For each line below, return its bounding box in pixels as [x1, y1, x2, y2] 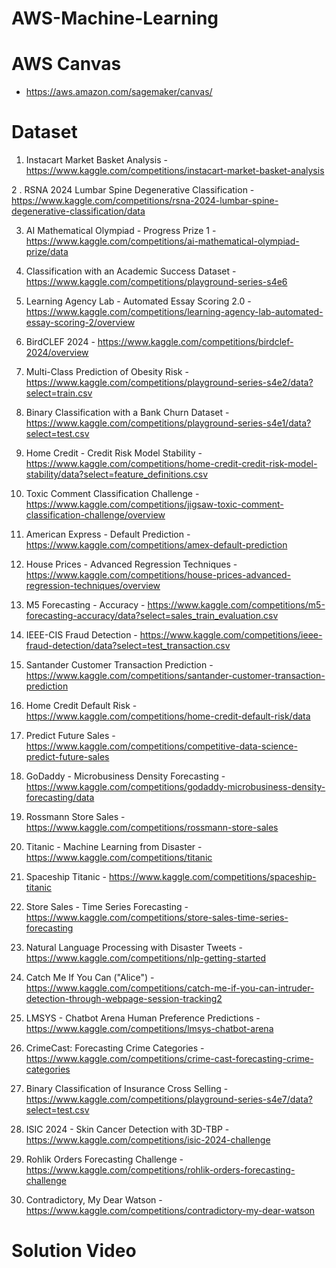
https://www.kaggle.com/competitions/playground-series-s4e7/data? [25, 1093, 313, 1106]
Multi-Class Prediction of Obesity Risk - [25, 366, 189, 378]
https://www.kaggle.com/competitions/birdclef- [97, 336, 294, 348]
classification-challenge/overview [25, 509, 166, 521]
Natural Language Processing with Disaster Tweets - [25, 942, 243, 954]
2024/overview [25, 347, 89, 359]
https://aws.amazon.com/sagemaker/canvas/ [25, 86, 213, 98]
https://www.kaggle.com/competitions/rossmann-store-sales [25, 822, 279, 834]
